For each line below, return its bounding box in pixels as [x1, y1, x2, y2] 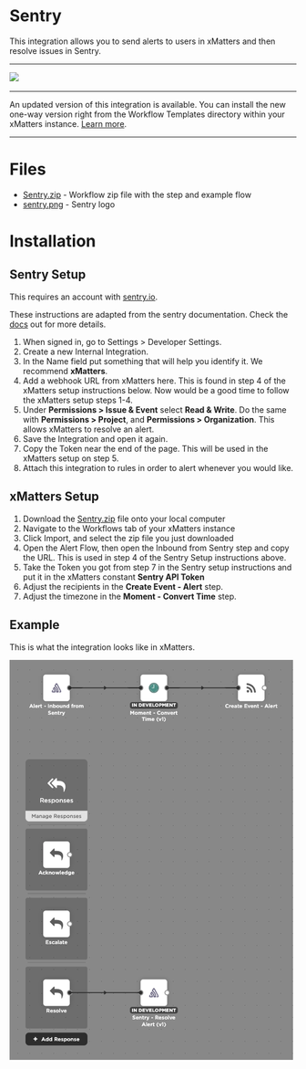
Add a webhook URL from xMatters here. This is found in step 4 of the [22, 375, 287, 386]
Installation [9, 231, 97, 252]
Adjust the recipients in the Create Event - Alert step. [22, 581, 224, 592]
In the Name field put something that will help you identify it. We [22, 355, 263, 366]
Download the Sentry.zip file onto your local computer [22, 513, 226, 524]
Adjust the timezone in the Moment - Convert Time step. [22, 591, 237, 602]
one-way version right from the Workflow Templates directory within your [9, 109, 285, 120]
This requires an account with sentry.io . [9, 291, 158, 302]
